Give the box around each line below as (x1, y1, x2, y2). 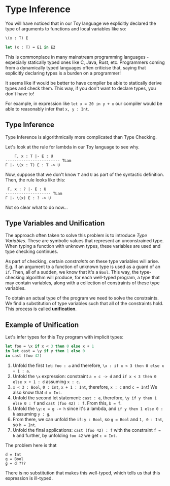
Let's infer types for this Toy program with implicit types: (5, 334, 123, 340)
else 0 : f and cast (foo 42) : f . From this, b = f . (12, 400, 122, 406)
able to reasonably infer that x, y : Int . (5, 105, 90, 112)
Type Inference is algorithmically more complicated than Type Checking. (5, 134, 157, 140)
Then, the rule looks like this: (5, 176, 65, 183)
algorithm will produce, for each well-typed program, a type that (25, 275, 160, 281)
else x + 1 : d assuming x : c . (12, 379, 80, 385)
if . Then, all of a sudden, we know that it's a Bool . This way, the (5, 269, 139, 275)
